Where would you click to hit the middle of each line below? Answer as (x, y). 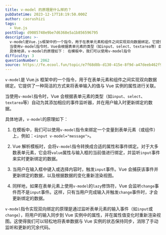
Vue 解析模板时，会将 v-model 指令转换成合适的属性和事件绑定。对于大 (83, 146)
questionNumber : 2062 (27, 60)
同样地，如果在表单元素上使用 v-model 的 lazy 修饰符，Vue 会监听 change (83, 186)
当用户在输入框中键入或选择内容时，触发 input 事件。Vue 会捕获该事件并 (85, 169)
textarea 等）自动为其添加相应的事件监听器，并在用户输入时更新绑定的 (77, 102)
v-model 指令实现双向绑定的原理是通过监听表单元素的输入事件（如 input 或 (79, 209)
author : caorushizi (25, 19)
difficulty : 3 (20, 56)
